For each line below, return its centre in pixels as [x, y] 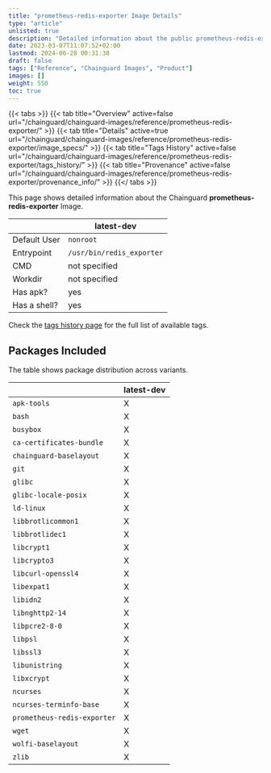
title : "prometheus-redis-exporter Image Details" [95, 16]
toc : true [25, 91]
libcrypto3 [33, 561]
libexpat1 [31, 587]
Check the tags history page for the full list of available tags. [108, 325]
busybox [27, 430]
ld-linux [29, 508]
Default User [36, 240]
